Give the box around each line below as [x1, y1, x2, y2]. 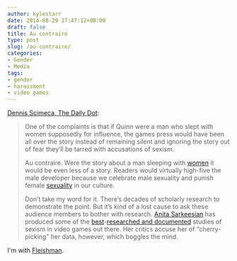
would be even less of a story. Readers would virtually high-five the [24, 166, 221, 175]
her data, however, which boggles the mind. [50, 233, 178, 241]
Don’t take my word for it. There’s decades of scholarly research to [24, 195, 220, 204]
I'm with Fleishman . [7, 246, 64, 255]
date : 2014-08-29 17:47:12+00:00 [7, 17, 106, 24]
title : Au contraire [7, 30, 69, 37]
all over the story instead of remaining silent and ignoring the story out [24, 137, 230, 146]
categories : [7, 50, 42, 57]
